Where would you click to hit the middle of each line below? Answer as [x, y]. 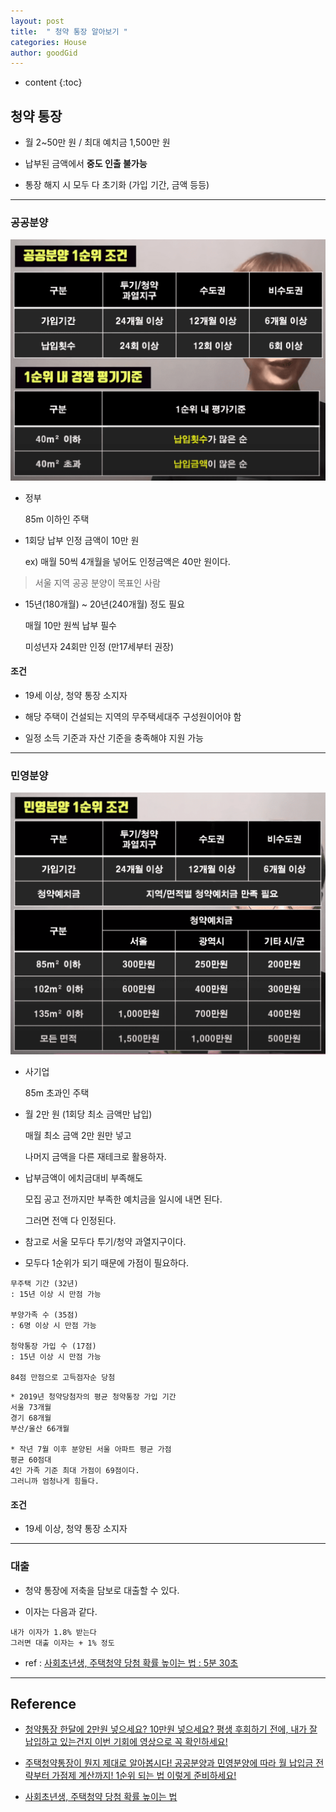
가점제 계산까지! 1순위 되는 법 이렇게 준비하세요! [144, 1776]
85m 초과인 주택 [57, 1093]
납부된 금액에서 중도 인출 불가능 [86, 164]
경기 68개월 [31, 1418]
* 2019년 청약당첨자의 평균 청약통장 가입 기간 [93, 1397]
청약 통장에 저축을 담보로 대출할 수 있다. [102, 1590]
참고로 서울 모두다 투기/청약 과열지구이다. [105, 1242]
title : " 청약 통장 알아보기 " [69, 31]
